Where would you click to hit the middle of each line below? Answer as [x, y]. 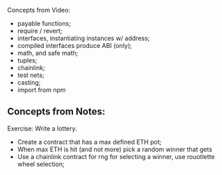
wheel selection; [41, 164]
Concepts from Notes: [56, 111]
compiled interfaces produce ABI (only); [74, 45]
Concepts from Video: [39, 10]
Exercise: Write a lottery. [42, 128]
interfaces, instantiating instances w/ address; [84, 38]
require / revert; [40, 31]
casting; [29, 82]
